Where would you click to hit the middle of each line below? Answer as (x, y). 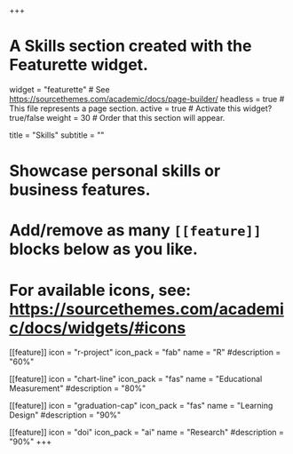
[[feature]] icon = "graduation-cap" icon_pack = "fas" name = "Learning (141, 406)
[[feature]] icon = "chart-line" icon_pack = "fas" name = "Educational (136, 379)
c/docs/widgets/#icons (98, 327)
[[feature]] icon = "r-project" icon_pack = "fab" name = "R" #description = (145, 353)
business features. (80, 190)
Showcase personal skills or (115, 171)
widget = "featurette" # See (59, 89)
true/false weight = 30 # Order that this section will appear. (117, 117)
